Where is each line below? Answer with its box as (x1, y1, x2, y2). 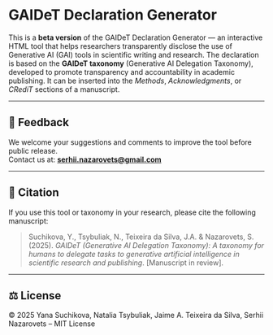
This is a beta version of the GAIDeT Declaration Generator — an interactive (8, 33, 263, 42)
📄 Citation (8, 185, 59, 200)
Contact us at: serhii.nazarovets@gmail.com (8, 154, 162, 164)
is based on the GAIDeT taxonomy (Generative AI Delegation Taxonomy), (8, 59, 253, 68)
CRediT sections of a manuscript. (8, 84, 120, 94)
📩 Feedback (8, 115, 69, 129)
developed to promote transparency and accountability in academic (8, 67, 236, 76)
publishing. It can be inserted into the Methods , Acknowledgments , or (8, 76, 242, 85)
